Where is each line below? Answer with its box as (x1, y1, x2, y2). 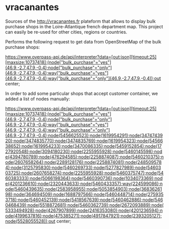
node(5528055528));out (5, 218, 55, 224)
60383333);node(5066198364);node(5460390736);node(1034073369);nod (5, 175, 163, 181)
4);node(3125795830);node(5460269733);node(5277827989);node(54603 (5, 164, 161, 170)
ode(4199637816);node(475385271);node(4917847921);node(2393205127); (5, 212, 162, 218)
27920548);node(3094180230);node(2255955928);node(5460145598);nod (5, 148, 162, 154)
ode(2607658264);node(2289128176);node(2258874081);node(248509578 (5, 159, 162, 165)
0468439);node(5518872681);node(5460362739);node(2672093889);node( (5, 202, 164, 208)
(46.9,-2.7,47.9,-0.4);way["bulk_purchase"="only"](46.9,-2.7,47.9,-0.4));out (5, 75, 161, 81)
